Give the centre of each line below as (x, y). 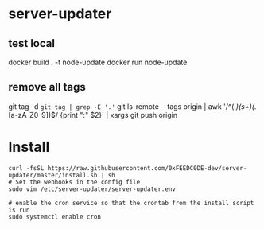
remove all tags (47, 87)
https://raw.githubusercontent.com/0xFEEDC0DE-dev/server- (147, 168)
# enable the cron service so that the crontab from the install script (131, 203)
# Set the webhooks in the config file (74, 182)
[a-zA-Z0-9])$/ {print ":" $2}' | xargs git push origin (93, 114)
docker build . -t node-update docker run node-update (98, 62)
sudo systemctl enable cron (55, 217)
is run (19, 210)
